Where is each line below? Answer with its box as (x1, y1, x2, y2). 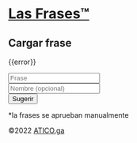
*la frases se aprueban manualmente (8, 111, 129, 119)
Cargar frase (8, 36, 72, 50)
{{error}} (8, 57, 37, 66)
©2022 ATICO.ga (8, 126, 65, 135)
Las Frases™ (8, 5, 89, 23)
